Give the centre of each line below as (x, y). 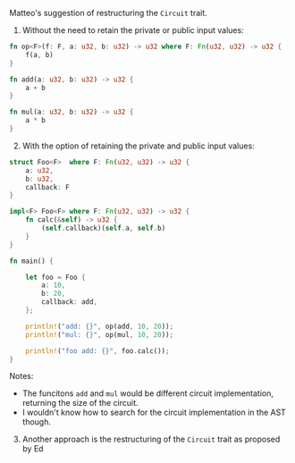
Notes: (21, 376)
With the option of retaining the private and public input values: (138, 146)
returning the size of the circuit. (80, 403)
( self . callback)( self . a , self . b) (104, 228)
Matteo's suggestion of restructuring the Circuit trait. (108, 13)
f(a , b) (39, 55)
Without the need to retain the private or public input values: (133, 30)
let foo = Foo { (56, 277)
